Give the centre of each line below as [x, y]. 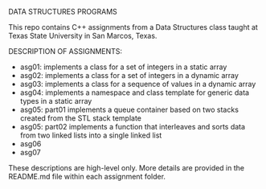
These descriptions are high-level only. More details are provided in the [127, 168]
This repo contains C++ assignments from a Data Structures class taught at [133, 27]
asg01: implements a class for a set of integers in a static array [123, 67]
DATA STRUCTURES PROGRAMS [63, 12]
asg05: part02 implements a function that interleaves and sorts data [133, 127]
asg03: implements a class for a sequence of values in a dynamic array [138, 84]
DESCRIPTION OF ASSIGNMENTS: [65, 51]
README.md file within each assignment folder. [87, 177]
